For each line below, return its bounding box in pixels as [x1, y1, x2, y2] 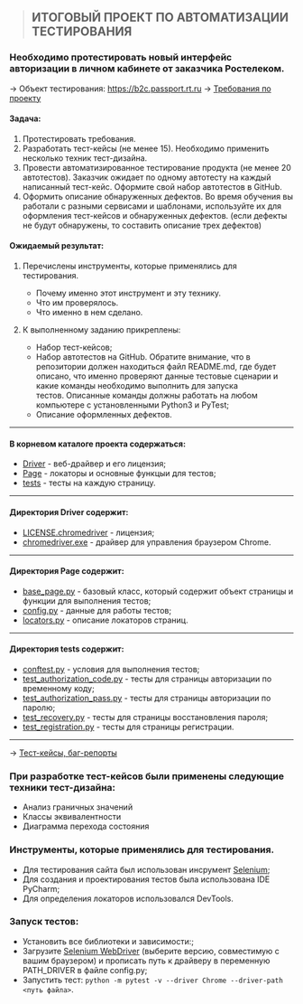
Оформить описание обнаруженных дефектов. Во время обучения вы [22, 191, 294, 202]
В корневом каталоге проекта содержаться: [9, 438, 187, 449]
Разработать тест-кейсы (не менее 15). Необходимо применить [22, 143, 270, 154]
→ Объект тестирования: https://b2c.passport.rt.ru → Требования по [9, 83, 272, 94]
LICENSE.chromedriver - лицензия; [22, 527, 155, 538]
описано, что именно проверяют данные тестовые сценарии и [35, 371, 279, 381]
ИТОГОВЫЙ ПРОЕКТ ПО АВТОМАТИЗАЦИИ [31, 10, 289, 25]
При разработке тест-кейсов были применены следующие [9, 770, 284, 783]
